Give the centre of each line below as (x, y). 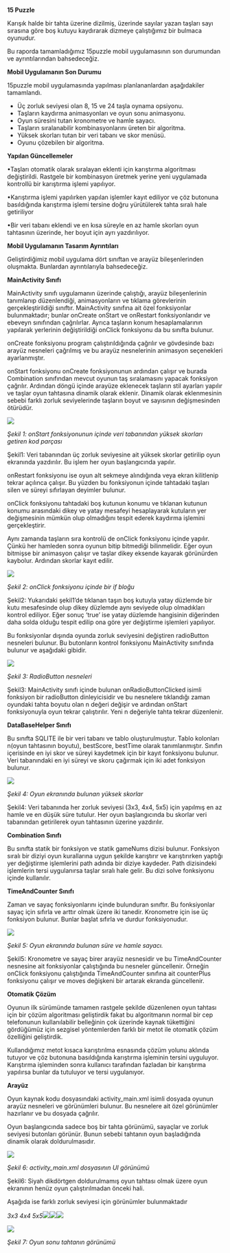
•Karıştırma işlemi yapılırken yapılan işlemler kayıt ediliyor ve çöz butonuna (113, 197)
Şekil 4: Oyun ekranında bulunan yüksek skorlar (75, 794)
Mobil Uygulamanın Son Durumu (54, 72)
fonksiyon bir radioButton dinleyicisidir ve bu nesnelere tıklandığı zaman (109, 697)
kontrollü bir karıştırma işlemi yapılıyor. (61, 184)
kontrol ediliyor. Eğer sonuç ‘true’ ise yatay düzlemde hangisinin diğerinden (113, 615)
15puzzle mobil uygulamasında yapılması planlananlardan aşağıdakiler (106, 85)
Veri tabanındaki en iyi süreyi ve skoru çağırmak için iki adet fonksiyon (106, 760)
